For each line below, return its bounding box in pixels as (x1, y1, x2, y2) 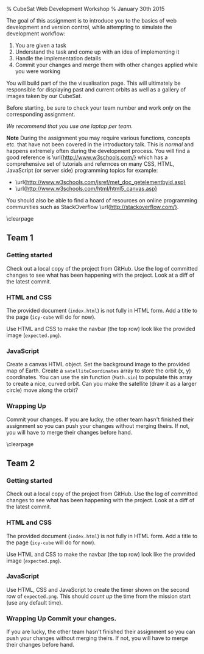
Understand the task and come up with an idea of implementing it (15, 48, 180, 55)
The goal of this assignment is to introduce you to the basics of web (6, 17, 177, 24)
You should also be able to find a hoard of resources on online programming (6, 197, 198, 204)
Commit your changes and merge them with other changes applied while (15, 61, 198, 68)
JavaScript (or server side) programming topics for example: (6, 167, 158, 174)
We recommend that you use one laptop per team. (6, 123, 133, 130)
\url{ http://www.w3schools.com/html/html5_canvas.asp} (15, 185, 158, 192)
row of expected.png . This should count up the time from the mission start (6, 592, 191, 600)
